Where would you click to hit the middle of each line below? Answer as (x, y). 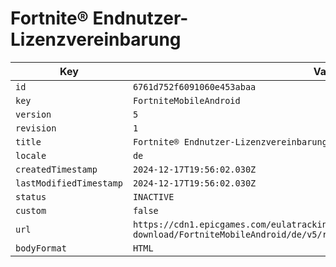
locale (31, 155)
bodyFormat (41, 248)
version (33, 114)
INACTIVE (153, 196)
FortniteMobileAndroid (186, 100)
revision (36, 128)
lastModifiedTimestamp (69, 183)
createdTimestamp (56, 169)
